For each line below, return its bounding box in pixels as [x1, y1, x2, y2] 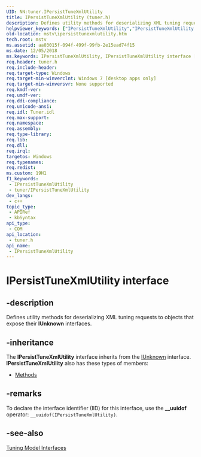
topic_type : [6, 204, 36, 210]
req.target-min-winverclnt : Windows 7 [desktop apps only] [6, 75, 157, 81]
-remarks [6, 389, 42, 399]
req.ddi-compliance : [6, 98, 58, 104]
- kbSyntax [8, 215, 36, 221]
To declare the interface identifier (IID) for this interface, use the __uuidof [6, 404, 187, 411]
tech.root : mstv [6, 37, 47, 43]
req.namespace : [6, 120, 44, 126]
